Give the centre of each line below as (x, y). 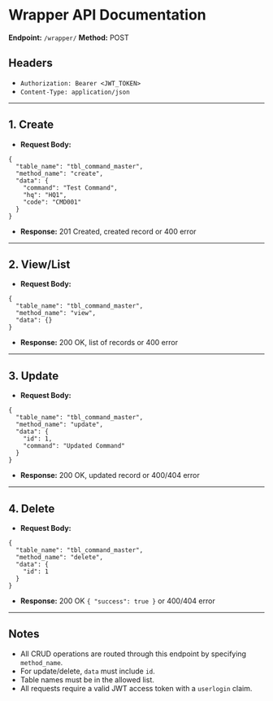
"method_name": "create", (60, 173)
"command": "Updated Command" (74, 446)
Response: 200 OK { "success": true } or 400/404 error (117, 601)
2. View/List (39, 264)
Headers (30, 63)
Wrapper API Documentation (107, 15)
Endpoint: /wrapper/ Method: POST (69, 37)
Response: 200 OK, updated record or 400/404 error (110, 475)
